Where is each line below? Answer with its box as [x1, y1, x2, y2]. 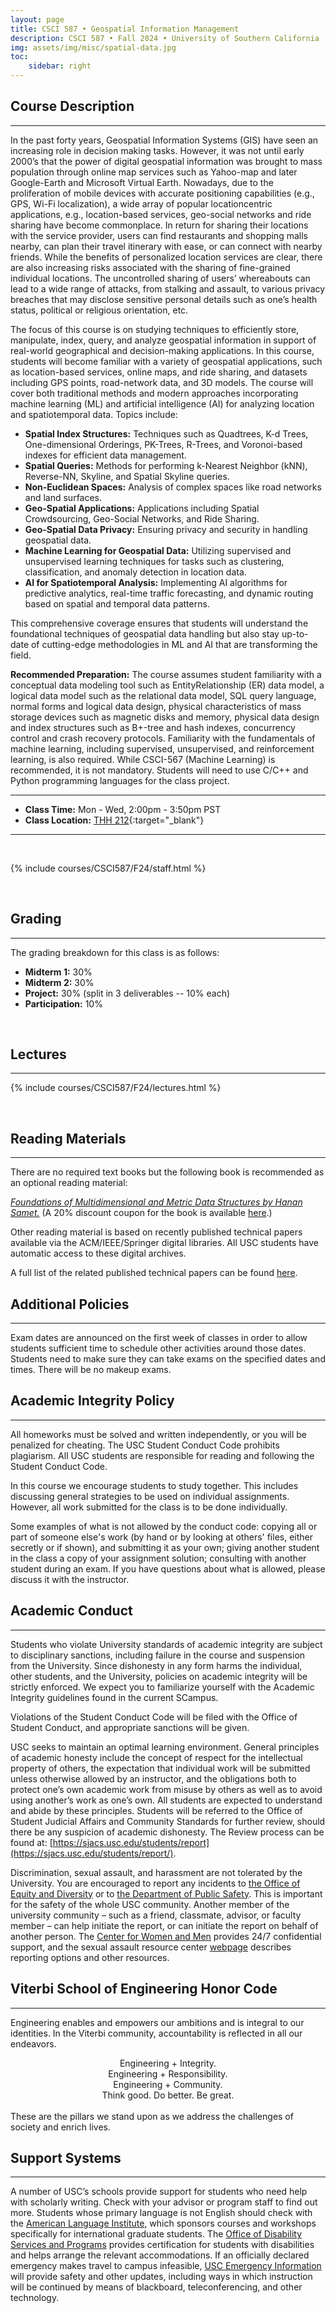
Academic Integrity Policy [10, 1392, 175, 1410]
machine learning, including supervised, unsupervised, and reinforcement [10, 742, 315, 755]
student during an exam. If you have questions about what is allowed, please [10, 1562, 326, 1575]
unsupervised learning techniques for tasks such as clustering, [24, 555, 285, 567]
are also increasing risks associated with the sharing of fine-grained [10, 261, 291, 273]
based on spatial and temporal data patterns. [24, 597, 210, 610]
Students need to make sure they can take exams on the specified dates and [10, 1353, 326, 1365]
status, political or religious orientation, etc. [10, 304, 189, 316]
